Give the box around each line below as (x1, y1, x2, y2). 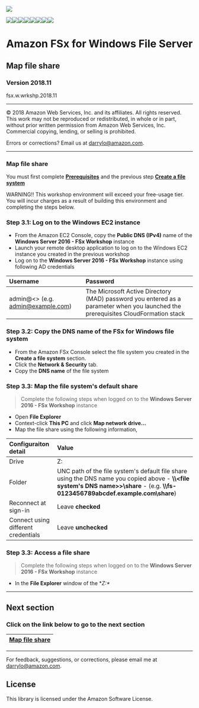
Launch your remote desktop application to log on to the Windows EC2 (14, 244, 188, 251)
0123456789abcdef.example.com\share (57, 489, 175, 497)
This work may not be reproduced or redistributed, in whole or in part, (6, 115, 176, 122)
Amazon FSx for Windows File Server (6, 37, 193, 50)
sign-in (9, 506, 30, 515)
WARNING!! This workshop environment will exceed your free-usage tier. (6, 191, 184, 198)
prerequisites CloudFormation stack (85, 310, 185, 318)
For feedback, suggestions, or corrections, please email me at (6, 656, 158, 664)
